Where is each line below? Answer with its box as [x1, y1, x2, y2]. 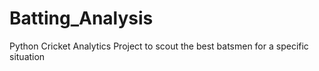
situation [9, 50, 46, 62]
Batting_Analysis [9, 7, 154, 30]
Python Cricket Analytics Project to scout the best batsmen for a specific [9, 40, 309, 52]
